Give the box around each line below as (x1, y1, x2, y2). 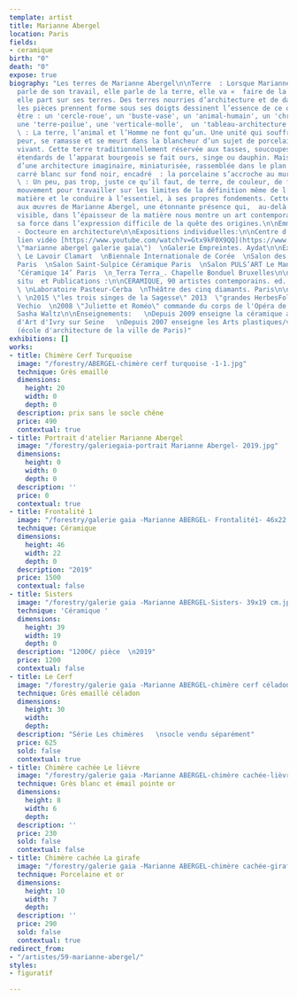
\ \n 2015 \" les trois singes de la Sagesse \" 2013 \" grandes (17, 293, 251, 302)
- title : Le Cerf (9, 672, 73, 681)
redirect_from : (9, 944, 65, 953)
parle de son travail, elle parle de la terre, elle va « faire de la (17, 87, 287, 96)
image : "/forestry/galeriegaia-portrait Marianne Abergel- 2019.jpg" (17, 441, 278, 450)
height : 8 (25, 796, 62, 805)
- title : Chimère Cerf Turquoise (9, 351, 133, 360)
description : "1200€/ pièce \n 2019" (17, 648, 156, 657)
